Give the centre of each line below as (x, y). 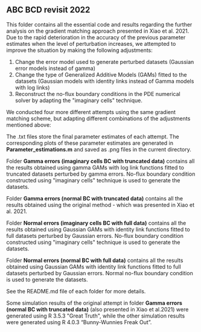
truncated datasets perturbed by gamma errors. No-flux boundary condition (101, 174)
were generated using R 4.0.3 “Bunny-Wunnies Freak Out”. (79, 322)
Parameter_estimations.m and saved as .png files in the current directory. (99, 149)
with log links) (32, 88)
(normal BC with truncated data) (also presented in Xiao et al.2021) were (97, 309)
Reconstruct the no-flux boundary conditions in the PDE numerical (97, 94)
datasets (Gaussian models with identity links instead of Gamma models (104, 81)
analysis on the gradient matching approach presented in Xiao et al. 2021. (98, 31)
